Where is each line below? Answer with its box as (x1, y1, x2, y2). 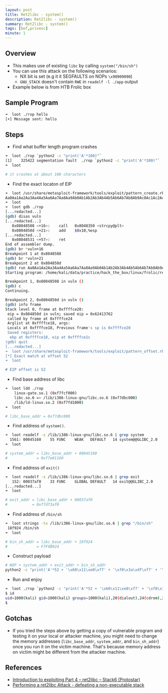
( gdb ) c (5, 284, 21, 289)
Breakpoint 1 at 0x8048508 (5, 252, 61, 257)
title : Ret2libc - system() (5, 12, 64, 17)
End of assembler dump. (5, 242, 55, 247)
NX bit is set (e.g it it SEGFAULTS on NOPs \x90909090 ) (19, 73, 132, 79)
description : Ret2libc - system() (5, 17, 77, 22)
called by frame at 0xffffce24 (7, 316, 72, 321)
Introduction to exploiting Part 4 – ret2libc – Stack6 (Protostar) (12, 676, 140, 683)
